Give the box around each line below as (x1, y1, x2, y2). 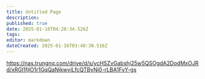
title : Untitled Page (6, 9, 62, 15)
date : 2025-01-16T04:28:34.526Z (6, 26, 88, 32)
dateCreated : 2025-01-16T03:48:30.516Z (6, 43, 108, 49)
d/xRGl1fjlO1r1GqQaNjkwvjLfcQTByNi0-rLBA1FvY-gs (6, 66, 137, 73)
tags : (6, 32, 20, 38)
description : (6, 15, 40, 21)
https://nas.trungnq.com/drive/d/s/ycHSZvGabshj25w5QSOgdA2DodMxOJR (6, 59, 199, 67)
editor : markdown (6, 37, 51, 43)
